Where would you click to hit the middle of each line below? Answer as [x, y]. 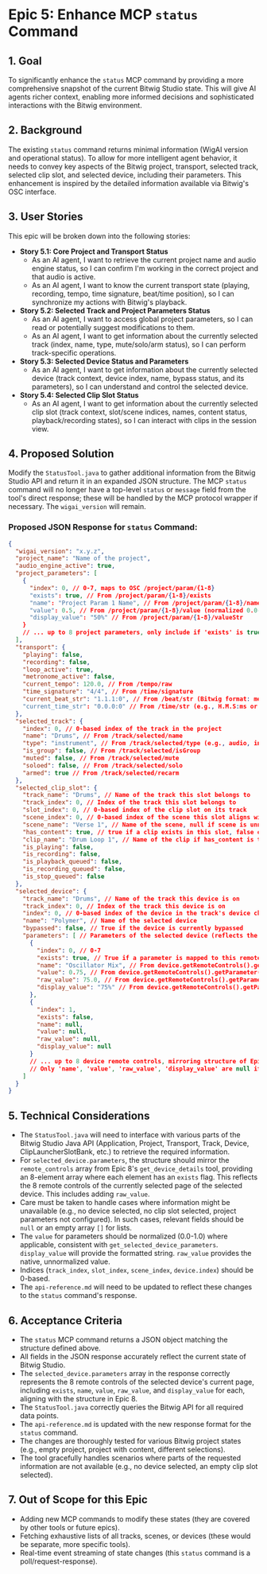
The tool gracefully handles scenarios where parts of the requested [130, 1458]
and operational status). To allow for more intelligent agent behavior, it [123, 157]
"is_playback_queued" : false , [73, 862]
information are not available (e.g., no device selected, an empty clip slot [139, 1466]
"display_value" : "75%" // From [91, 988]
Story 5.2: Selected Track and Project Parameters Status [115, 310]
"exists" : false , [65, 1017]
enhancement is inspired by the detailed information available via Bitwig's [128, 183]
